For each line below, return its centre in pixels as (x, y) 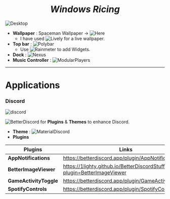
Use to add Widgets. (55, 49)
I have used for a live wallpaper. (62, 38)
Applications (33, 85)
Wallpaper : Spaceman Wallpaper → (50, 33)
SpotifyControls (27, 189)
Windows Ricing (85, 9)
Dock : (19, 55)
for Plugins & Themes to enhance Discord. (85, 122)
